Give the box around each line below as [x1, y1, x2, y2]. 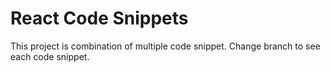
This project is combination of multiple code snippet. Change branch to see [10, 40, 321, 52]
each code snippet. [10, 50, 90, 62]
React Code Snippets [10, 7, 189, 30]
